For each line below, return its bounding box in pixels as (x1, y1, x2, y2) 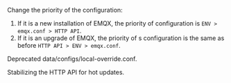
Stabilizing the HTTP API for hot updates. (7, 68, 125, 76)
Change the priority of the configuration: (7, 6, 123, 14)
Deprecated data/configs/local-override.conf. (7, 55, 137, 63)
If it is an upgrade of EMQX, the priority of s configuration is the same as (17, 34, 225, 42)
